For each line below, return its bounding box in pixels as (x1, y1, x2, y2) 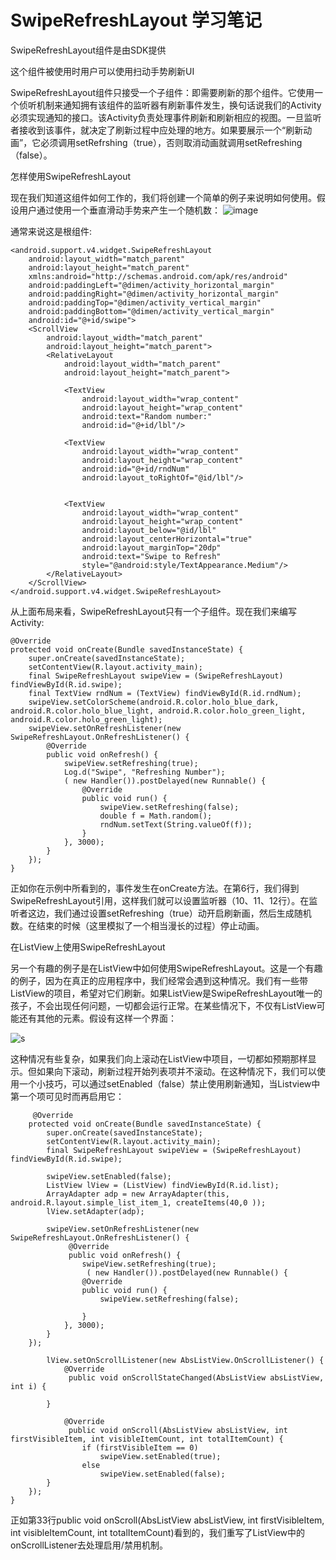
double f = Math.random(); (99, 811, 213, 821)
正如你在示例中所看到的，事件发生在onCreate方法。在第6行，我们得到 (10, 882, 300, 894)
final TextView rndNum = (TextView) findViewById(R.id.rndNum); (28, 688, 302, 698)
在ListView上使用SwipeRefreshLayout (10, 941, 166, 953)
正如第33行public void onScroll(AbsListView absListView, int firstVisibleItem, (10, 1514, 325, 1526)
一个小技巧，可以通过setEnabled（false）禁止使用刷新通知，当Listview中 (18, 1077, 321, 1090)
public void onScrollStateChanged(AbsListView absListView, (68, 1372, 325, 1383)
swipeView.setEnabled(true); (99, 1451, 222, 1461)
